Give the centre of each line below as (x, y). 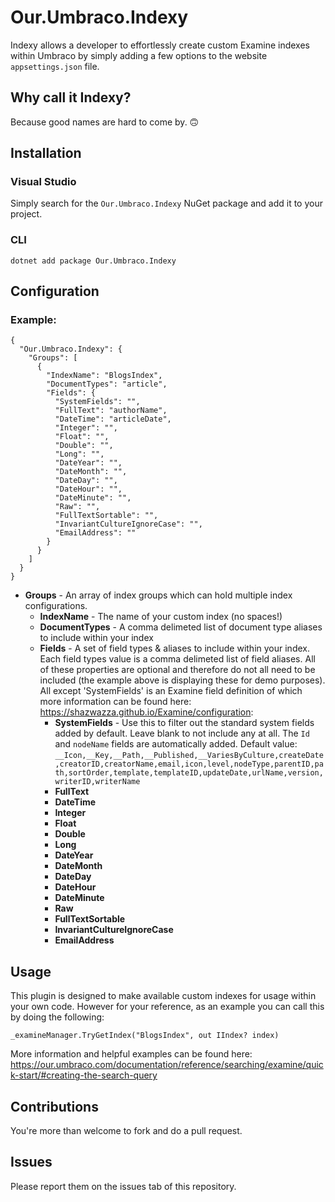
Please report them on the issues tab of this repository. (123, 1186)
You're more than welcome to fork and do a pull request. (126, 1131)
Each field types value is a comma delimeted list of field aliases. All (177, 659)
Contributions (54, 1106)
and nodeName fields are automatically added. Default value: (176, 744)
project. (26, 214)
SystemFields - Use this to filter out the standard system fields (184, 723)
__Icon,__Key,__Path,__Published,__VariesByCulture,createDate (189, 756)
